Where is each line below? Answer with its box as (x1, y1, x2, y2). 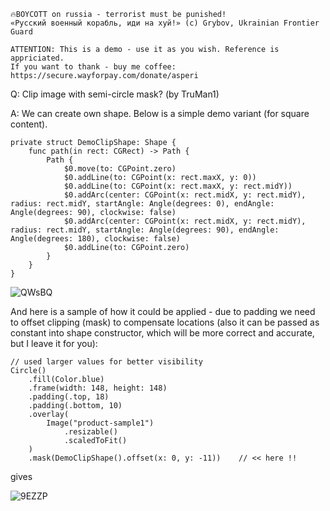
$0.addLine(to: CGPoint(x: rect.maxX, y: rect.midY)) (63, 181, 293, 191)
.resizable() (63, 427, 118, 437)
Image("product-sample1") (46, 418, 155, 428)
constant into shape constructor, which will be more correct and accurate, (10, 327, 315, 339)
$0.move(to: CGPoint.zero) (63, 164, 177, 174)
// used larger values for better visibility (10, 357, 203, 367)
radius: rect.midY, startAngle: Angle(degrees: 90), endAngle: (10, 225, 280, 235)
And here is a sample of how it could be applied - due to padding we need (10, 306, 316, 317)
